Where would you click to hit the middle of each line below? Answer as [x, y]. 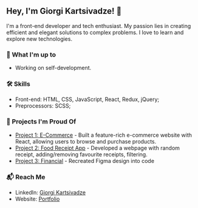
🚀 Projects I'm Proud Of [41, 122]
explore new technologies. [39, 39]
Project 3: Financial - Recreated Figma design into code [85, 161]
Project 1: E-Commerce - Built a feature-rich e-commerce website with [104, 135]
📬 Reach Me [26, 177]
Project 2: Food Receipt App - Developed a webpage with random [97, 148]
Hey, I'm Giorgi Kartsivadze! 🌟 [64, 11]
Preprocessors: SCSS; [43, 106]
